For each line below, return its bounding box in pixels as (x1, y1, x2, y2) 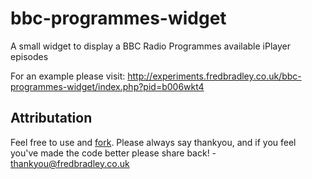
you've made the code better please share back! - (10, 147, 217, 159)
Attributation (10, 110, 93, 127)
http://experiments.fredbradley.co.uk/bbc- (127, 70, 302, 82)
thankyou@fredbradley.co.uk (10, 157, 130, 169)
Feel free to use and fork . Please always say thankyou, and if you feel (10, 136, 297, 148)
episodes (10, 50, 49, 62)
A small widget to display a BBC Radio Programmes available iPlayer (10, 40, 291, 52)
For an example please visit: (10, 70, 126, 82)
